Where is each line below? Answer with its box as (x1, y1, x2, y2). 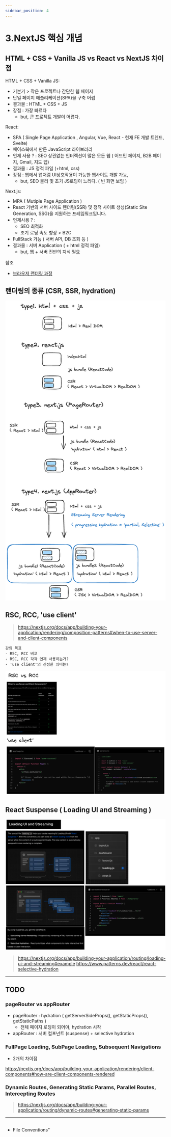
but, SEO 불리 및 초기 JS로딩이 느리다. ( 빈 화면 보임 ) (20, 178, 127, 184)
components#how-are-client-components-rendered (5, 1071, 115, 1077)
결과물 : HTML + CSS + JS (12, 101, 67, 107)
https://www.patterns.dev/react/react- (76, 961, 157, 967)
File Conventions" (12, 1126, 50, 1133)
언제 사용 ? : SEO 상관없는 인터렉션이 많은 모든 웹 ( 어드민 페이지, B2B (12, 152, 152, 158)
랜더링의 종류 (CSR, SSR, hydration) (5, 287, 116, 295)
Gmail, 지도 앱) (19, 158, 49, 165)
